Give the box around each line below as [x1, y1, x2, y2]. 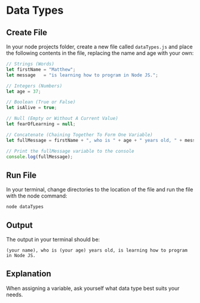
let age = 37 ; [6, 88, 42, 94]
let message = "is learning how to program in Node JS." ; [6, 72, 159, 78]
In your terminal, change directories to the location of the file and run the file [6, 186, 193, 193]
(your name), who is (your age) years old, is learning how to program [6, 248, 187, 253]
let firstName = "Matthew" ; [6, 66, 76, 72]
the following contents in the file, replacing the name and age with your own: [6, 50, 194, 57]
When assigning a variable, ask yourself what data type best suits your [6, 285, 180, 292]
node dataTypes [6, 204, 44, 210]
